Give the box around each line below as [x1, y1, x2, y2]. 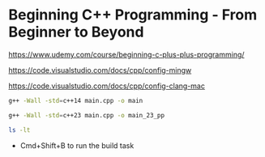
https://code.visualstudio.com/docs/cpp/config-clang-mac [8, 81, 205, 91]
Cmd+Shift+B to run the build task [19, 140, 135, 151]
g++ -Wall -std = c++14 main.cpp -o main [8, 96, 143, 104]
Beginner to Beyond [8, 23, 144, 41]
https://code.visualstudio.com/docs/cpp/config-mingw [8, 65, 192, 74]
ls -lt [8, 125, 31, 134]
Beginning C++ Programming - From [8, 6, 258, 24]
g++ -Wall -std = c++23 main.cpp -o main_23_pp [8, 111, 165, 119]
